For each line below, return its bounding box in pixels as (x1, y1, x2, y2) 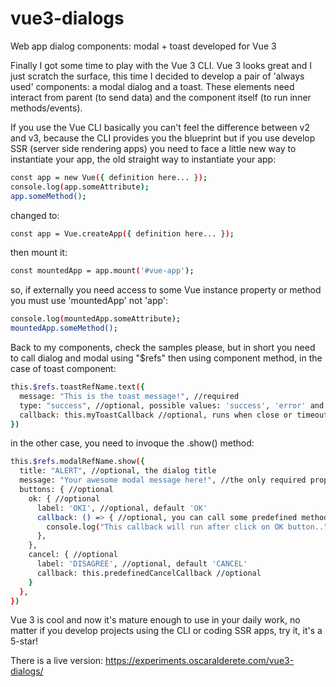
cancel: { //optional (28, 550, 118, 560)
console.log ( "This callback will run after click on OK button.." (46, 522, 329, 532)
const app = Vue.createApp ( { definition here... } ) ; (10, 228, 235, 239)
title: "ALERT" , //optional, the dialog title (19, 466, 217, 476)
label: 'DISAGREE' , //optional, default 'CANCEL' (36, 559, 248, 569)
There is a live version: (10, 655, 104, 667)
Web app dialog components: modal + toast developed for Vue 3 (10, 40, 277, 52)
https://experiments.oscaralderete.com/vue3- (105, 655, 295, 667)
